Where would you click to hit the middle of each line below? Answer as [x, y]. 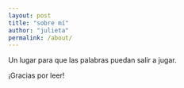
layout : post [30, 15]
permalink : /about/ [40, 38]
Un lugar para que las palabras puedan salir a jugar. [92, 60]
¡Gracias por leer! [36, 75]
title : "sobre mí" [38, 23]
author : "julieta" [38, 30]
